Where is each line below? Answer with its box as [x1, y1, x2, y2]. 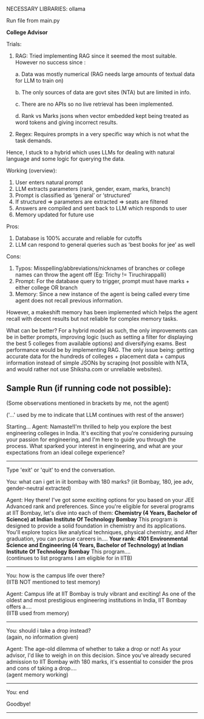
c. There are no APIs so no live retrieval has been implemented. [15, 100, 174, 108]
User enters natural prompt [15, 179, 83, 186]
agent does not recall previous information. [15, 297, 123, 304]
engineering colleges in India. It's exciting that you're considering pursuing [6, 429, 193, 436]
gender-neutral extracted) [6, 484, 72, 492]
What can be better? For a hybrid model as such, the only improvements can [6, 327, 198, 334]
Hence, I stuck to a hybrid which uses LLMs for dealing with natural [6, 149, 175, 156]
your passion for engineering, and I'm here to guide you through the [6, 436, 176, 443]
